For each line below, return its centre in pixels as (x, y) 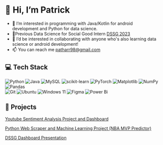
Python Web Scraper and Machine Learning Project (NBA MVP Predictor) (78, 128)
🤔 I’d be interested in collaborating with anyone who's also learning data (84, 39)
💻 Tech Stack (27, 67)
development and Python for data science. (55, 28)
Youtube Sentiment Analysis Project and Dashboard (57, 119)
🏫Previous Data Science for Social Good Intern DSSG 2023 (71, 34)
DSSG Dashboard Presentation (36, 138)
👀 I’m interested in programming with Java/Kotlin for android (72, 23)
